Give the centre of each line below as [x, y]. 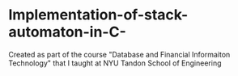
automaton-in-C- [68, 32]
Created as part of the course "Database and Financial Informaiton [119, 54]
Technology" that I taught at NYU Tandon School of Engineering [115, 63]
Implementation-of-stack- [98, 15]
